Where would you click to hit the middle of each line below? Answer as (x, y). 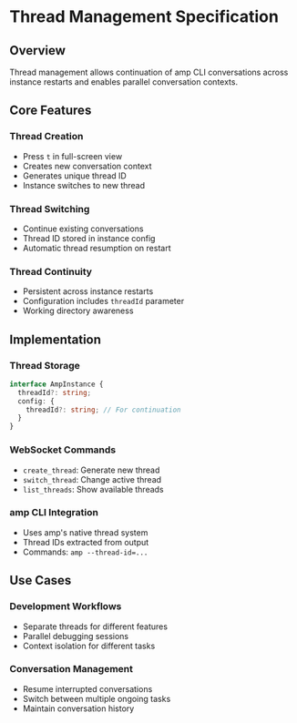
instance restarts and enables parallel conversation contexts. (124, 82)
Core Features (51, 111)
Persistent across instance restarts (88, 291)
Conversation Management (72, 669)
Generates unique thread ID (75, 176)
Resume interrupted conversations (87, 688)
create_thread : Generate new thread (91, 470)
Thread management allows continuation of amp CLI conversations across (149, 72)
